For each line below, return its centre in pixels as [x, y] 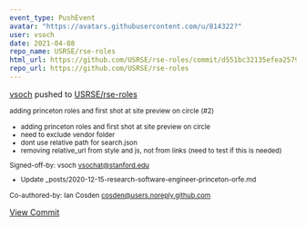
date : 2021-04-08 [42, 43]
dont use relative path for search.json [79, 142]
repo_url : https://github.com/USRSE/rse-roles [99, 69]
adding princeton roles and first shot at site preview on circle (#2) [112, 111]
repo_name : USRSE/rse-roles [63, 52]
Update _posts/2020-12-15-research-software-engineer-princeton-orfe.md [138, 180]
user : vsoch [32, 34]
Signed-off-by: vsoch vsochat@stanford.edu [80, 165]
